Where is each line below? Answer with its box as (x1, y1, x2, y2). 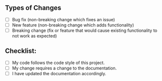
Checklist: (5, 47, 37, 55)
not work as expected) (12, 33, 57, 39)
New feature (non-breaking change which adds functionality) (12, 22, 134, 28)
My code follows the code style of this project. (12, 60, 105, 66)
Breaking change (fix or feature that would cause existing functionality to (12, 27, 158, 33)
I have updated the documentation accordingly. (12, 70, 106, 76)
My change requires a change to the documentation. (12, 65, 117, 71)
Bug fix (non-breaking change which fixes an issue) (12, 16, 115, 22)
